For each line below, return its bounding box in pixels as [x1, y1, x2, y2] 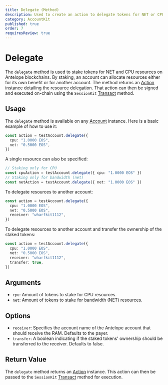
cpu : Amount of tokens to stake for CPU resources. [12, 292, 117, 298]
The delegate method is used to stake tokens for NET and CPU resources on [5, 69, 162, 75]
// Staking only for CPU [5, 166, 57, 171]
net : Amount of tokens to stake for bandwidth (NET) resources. [12, 297, 142, 303]
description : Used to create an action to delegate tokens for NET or [5, 12, 155, 17]
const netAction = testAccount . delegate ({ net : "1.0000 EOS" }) [5, 179, 142, 184]
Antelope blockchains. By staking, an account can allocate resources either [5, 74, 160, 80]
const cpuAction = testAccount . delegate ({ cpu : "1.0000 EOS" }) [5, 170, 142, 175]
